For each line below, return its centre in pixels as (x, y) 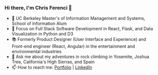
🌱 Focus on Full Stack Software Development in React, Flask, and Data (82, 29)
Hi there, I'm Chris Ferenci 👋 (38, 8)
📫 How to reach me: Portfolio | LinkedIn (52, 67)
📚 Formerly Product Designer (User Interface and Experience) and (79, 39)
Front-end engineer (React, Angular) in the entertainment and (73, 46)
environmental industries (37, 52)
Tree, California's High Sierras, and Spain (53, 62)
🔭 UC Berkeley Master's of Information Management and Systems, (78, 19)
